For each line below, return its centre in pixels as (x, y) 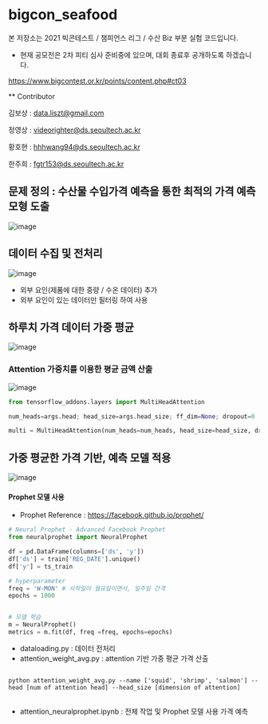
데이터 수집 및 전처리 (55, 254)
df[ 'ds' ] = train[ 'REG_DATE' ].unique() (75, 559)
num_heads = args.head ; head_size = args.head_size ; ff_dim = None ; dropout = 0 (132, 416)
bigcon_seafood (63, 15)
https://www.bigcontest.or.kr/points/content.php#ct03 (98, 81)
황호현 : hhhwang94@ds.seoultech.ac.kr (75, 146)
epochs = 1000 (32, 596)
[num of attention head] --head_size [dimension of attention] (133, 687)
